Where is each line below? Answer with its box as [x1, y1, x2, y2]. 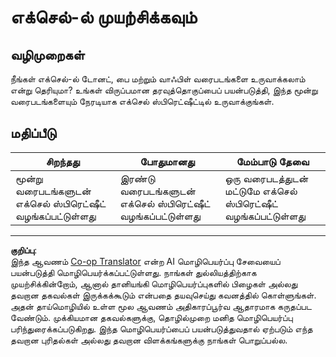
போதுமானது [139, 154, 195, 168]
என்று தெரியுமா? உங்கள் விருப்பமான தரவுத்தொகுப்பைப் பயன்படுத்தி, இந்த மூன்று [10, 84, 318, 96]
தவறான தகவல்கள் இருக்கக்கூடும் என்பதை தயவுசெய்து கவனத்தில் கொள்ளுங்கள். [10, 289, 317, 301]
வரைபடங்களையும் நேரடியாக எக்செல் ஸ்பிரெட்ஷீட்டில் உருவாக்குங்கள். [10, 96, 275, 107]
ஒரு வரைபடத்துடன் [224, 171, 309, 185]
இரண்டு [119, 171, 156, 185]
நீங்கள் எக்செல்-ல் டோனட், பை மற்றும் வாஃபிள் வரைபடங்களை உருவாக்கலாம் [10, 73, 306, 85]
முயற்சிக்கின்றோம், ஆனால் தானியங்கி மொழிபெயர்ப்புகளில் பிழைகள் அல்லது [10, 277, 298, 290]
